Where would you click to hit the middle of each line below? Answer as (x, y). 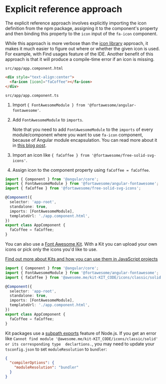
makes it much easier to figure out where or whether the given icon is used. (83, 48)
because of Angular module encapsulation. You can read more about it (85, 140)
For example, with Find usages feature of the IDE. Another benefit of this (79, 54)
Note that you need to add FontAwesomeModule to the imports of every (83, 129)
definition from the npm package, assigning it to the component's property (82, 28)
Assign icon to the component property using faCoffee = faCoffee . (81, 170)
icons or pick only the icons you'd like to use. (51, 249)
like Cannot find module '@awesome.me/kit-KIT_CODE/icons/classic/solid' (82, 339)
